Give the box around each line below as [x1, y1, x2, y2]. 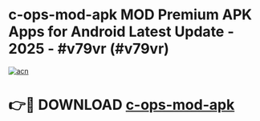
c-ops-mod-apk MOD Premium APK [8, 6, 253, 24]
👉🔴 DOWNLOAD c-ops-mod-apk [8, 96, 235, 114]
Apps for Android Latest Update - [8, 22, 234, 41]
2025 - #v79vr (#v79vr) [8, 40, 170, 58]
